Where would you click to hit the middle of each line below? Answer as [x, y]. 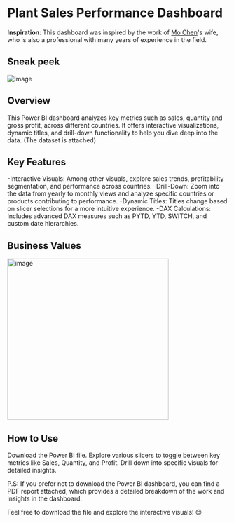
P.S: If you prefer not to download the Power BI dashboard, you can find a [113, 484]
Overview [29, 101]
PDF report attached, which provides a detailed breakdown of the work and [116, 491]
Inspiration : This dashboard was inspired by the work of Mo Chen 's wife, [113, 32]
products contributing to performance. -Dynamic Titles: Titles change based [117, 201]
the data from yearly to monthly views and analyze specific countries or [111, 193]
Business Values [44, 246]
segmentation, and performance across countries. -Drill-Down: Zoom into [113, 186]
